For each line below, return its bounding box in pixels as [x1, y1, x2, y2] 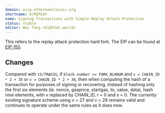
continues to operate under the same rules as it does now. [5, 102, 123, 108]
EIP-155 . [5, 44, 22, 50]
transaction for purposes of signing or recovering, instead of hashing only [5, 81, 155, 87]
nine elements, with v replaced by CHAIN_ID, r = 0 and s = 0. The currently [5, 91, 157, 98]
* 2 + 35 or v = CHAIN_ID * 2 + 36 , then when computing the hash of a [5, 76, 150, 82]
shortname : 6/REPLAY [5, 12, 48, 17]
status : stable [5, 21, 36, 26]
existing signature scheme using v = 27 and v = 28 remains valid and [5, 97, 145, 103]
